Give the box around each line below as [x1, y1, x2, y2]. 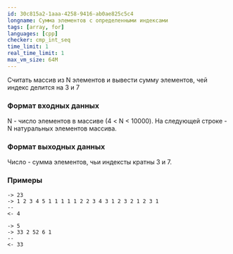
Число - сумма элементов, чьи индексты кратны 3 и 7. [7, 158, 172, 167]
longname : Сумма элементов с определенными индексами [7, 17, 169, 24]
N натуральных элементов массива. [7, 124, 118, 133]
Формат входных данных [7, 100, 100, 110]
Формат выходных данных [7, 142, 106, 152]
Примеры [7, 176, 43, 186]
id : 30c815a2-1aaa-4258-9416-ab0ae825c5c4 [7, 10, 134, 18]
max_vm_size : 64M [7, 56, 58, 64]
